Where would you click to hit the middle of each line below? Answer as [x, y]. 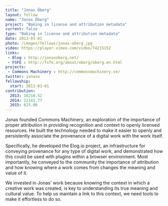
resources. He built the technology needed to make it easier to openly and [83, 130]
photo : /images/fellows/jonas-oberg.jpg [49, 43]
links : [12, 53]
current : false [22, 29]
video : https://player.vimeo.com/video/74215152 [58, 48]
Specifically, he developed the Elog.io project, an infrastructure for [75, 146]
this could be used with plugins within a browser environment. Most [77, 157]
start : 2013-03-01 [30, 86]
